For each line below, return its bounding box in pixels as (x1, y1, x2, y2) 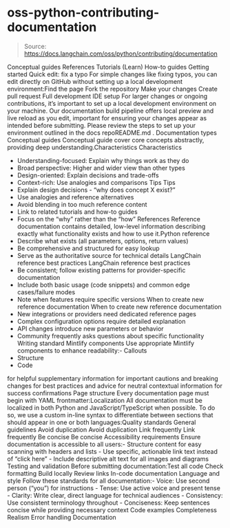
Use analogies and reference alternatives (17, 192, 134, 201)
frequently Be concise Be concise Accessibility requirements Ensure (7, 432, 201, 441)
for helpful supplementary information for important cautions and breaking (7, 374, 218, 382)
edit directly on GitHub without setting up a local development (7, 77, 183, 85)
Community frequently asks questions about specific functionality (17, 331, 205, 340)
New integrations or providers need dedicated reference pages (17, 309, 196, 318)
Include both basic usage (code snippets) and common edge (17, 280, 191, 289)
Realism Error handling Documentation (7, 513, 117, 521)
